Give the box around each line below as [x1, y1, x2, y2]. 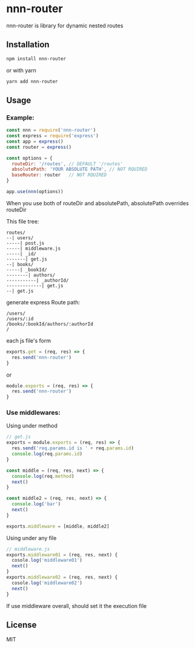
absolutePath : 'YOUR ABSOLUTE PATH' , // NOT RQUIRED [12, 166, 148, 172]
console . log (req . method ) [12, 473, 74, 479]
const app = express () [6, 138, 64, 145]
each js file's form [6, 336, 51, 344]
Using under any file [6, 534, 57, 542]
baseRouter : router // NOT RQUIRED [12, 172, 107, 178]
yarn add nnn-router [6, 78, 59, 84]
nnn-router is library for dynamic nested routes [6, 22, 124, 29]
